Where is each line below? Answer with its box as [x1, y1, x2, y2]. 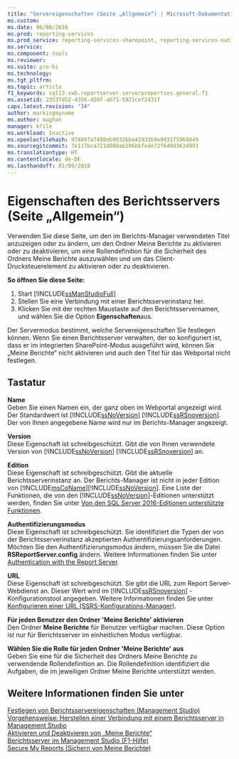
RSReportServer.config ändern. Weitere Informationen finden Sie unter [7, 550, 217, 559]
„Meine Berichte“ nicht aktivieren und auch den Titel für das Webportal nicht [7, 348, 231, 357]
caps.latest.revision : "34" [7, 103, 91, 110]
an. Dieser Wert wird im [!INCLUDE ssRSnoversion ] [40, 586, 188, 595]
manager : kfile [7, 122, 53, 130]
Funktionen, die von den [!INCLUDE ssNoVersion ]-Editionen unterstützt [7, 491, 215, 500]
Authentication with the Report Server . [7, 557, 119, 566]
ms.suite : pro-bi [7, 63, 59, 70]
